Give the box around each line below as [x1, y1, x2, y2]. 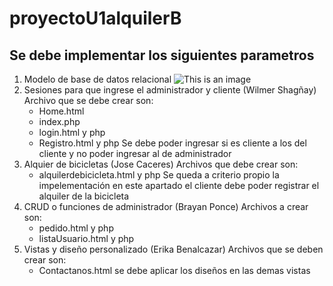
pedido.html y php [38, 222, 114, 234]
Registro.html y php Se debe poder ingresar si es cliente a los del [38, 137, 307, 149]
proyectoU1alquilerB [9, 7, 182, 30]
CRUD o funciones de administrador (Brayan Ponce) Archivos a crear [23, 201, 309, 212]
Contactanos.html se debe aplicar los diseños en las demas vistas [38, 265, 311, 276]
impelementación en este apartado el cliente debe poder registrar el [38, 180, 320, 191]
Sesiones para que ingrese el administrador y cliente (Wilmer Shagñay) [23, 84, 317, 96]
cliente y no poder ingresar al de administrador [38, 148, 232, 159]
